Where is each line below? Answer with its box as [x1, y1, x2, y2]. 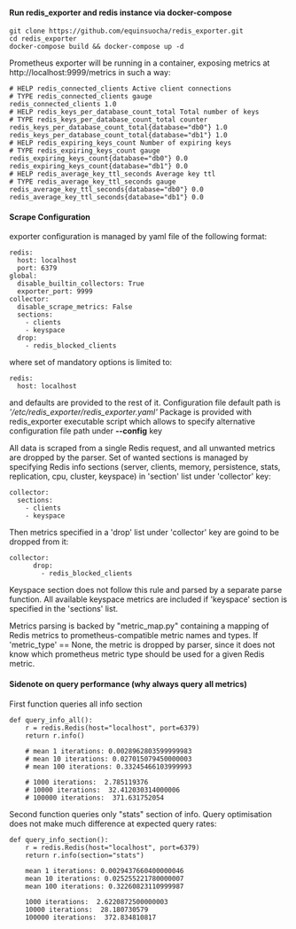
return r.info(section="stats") [25, 851, 144, 860]
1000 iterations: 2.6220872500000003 [25, 897, 168, 906]
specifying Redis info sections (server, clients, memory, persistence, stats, [9, 462, 281, 472]
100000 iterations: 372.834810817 [25, 913, 157, 922]
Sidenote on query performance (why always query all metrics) [9, 679, 247, 689]
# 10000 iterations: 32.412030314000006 [25, 785, 180, 794]
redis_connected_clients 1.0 [9, 100, 117, 109]
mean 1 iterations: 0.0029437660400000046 [25, 866, 184, 875]
